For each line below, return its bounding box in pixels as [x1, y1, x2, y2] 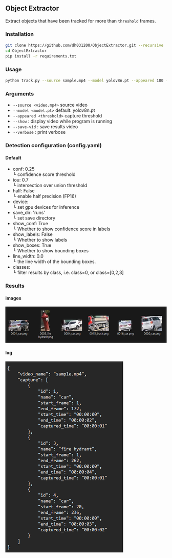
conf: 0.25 [12, 166, 35, 172]
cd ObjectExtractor [5, 48, 47, 53]
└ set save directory [12, 215, 55, 221]
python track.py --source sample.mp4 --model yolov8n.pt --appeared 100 [5, 78, 164, 84]
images [5, 295, 21, 301]
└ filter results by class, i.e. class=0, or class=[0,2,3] [12, 269, 124, 276]
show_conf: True [12, 221, 49, 227]
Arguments [5, 90, 34, 97]
